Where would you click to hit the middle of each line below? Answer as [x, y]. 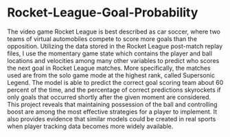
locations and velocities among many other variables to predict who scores [113, 60]
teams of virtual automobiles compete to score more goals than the [102, 38]
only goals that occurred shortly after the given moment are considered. [109, 97]
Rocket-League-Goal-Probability [103, 13]
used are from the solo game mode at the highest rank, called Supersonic [111, 75]
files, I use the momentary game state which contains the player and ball [110, 53]
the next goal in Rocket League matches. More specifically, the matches [109, 68]
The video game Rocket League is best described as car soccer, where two [114, 32]
